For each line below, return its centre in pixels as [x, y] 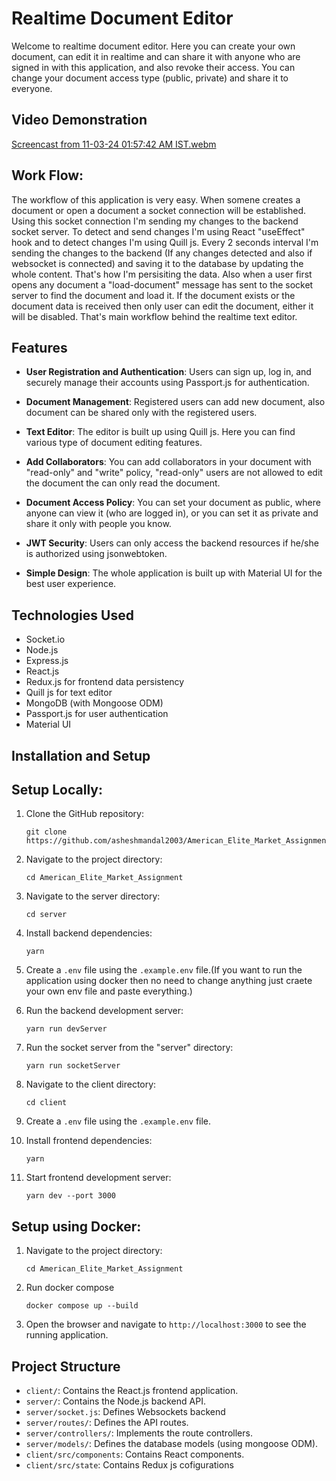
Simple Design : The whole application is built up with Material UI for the [174, 573]
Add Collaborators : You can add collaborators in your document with [168, 462]
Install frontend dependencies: [89, 1141]
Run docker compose [70, 1288]
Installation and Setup [81, 755]
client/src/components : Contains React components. [135, 1454]
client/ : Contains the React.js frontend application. [132, 1391]
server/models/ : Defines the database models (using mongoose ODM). [172, 1444]
